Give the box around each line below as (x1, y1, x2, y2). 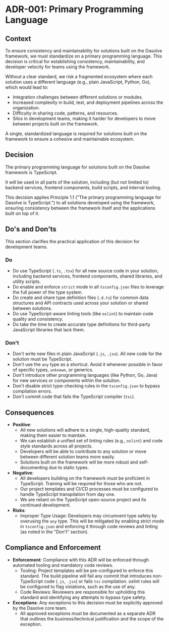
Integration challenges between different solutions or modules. (12, 94, 143, 100)
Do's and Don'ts (5, 225, 57, 234)
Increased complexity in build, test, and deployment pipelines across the (12, 99, 163, 105)
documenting (20, 465, 48, 471)
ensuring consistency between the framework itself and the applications (5, 205, 155, 211)
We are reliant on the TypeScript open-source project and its (20, 497, 146, 503)
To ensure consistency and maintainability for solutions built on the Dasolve (5, 48, 162, 53)
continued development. (20, 502, 71, 508)
